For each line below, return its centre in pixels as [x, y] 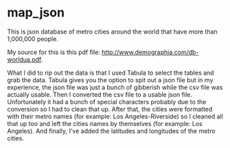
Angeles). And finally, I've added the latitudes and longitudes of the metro [111, 131]
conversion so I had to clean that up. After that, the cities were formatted [110, 109]
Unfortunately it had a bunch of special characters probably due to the [107, 101]
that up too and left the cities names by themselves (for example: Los [105, 123]
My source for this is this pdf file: [54, 52]
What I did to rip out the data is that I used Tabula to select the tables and [111, 73]
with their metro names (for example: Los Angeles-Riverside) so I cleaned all [115, 116]
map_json [36, 13]
